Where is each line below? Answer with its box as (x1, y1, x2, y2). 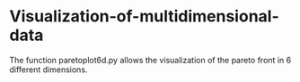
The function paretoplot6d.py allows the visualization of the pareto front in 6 (9, 54, 292, 65)
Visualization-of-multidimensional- (9, 6, 280, 27)
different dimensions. (9, 64, 88, 75)
